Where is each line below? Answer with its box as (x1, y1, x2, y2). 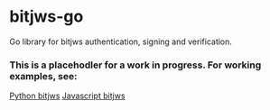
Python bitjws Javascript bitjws (9, 90, 126, 101)
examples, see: (9, 69, 78, 82)
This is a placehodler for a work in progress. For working (9, 59, 262, 71)
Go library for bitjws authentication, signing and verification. (9, 36, 233, 47)
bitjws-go (9, 6, 84, 27)
